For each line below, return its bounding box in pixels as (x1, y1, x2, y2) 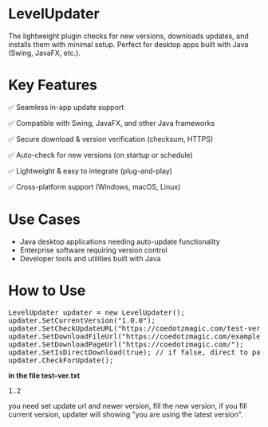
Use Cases (8, 210, 81, 229)
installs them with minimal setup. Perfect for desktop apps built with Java (8, 39, 249, 49)
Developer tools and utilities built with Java (19, 253, 161, 263)
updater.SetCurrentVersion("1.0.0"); (8, 315, 156, 325)
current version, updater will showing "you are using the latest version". (8, 409, 243, 419)
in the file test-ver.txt (8, 370, 81, 380)
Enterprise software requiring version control (19, 245, 167, 255)
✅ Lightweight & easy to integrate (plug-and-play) (8, 166, 173, 175)
